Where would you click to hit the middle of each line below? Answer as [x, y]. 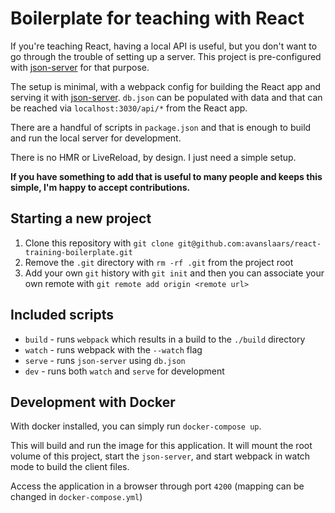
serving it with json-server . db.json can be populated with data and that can [166, 97]
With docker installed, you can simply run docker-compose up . [136, 426]
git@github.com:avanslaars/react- [250, 243]
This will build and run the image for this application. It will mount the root [161, 446]
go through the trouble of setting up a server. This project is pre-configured [166, 56]
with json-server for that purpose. [80, 67]
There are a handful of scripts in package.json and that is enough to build [161, 127]
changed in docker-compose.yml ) [76, 497]
